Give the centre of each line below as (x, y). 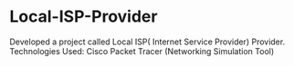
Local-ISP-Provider (84, 17)
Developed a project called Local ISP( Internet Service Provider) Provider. (147, 42)
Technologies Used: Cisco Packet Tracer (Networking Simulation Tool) (142, 51)
